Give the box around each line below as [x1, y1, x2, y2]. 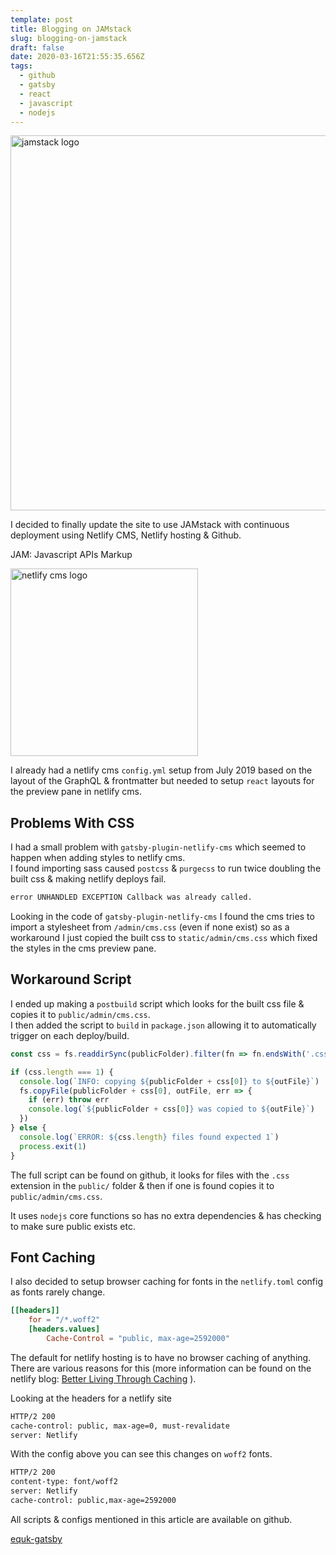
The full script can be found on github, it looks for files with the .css [10, 1169, 290, 1181]
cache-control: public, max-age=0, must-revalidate [10, 1421, 230, 1431]
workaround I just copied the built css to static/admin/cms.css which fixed [10, 932, 318, 944]
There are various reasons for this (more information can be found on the [10, 1362, 312, 1374]
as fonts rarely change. [10, 1286, 106, 1298]
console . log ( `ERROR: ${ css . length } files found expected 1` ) [19, 1132, 280, 1142]
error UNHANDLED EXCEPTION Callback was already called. [10, 892, 253, 903]
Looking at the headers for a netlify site [10, 1392, 173, 1404]
